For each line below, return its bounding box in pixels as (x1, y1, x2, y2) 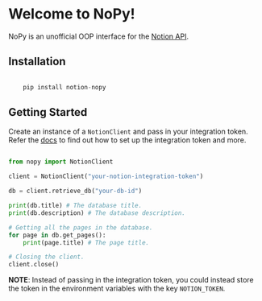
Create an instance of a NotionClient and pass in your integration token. (8, 126, 248, 137)
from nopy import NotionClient (8, 158, 114, 166)
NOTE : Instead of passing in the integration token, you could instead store (8, 275, 254, 285)
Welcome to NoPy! (8, 5, 135, 23)
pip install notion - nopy (23, 83, 106, 91)
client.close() (8, 261, 60, 269)
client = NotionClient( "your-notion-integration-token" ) (8, 172, 204, 181)
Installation (8, 55, 66, 68)
